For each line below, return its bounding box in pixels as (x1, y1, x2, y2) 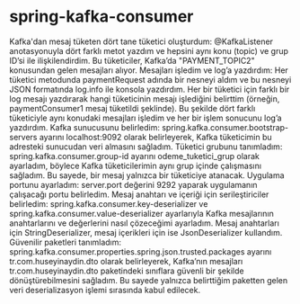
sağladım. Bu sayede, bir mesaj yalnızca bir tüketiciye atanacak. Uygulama (9, 169, 285, 181)
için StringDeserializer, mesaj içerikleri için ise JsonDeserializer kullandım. (9, 227, 283, 237)
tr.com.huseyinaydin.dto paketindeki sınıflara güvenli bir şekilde (9, 265, 244, 276)
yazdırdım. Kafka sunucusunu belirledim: (9, 121, 160, 132)
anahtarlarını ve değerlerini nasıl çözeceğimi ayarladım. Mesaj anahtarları (9, 218, 280, 228)
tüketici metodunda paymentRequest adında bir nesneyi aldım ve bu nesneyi (9, 74, 292, 85)
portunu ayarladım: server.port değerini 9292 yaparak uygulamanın (9, 179, 258, 190)
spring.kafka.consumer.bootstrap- (161, 121, 289, 132)
